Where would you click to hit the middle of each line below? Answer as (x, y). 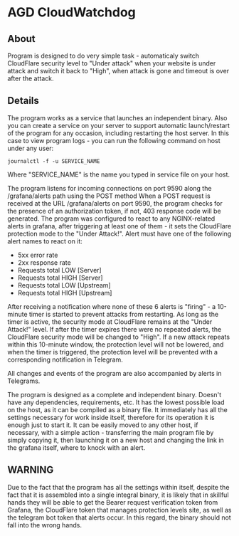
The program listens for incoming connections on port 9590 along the (110, 188)
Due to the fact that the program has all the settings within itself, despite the (118, 487)
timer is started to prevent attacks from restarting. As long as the (124, 314)
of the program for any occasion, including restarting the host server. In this (118, 133)
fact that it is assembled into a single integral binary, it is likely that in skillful (118, 495)
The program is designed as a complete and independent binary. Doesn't (115, 394)
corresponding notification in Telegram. (65, 359)
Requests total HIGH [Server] (60, 278)
